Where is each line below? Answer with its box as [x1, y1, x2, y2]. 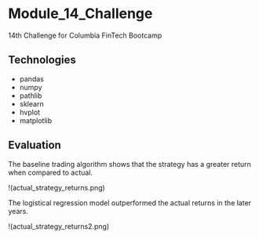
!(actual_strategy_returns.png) [8, 183, 106, 192]
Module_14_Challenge [8, 5, 153, 23]
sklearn [19, 99, 45, 108]
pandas [19, 74, 45, 83]
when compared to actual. [8, 168, 93, 177]
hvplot [19, 107, 41, 117]
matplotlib [19, 115, 53, 125]
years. [8, 206, 29, 215]
